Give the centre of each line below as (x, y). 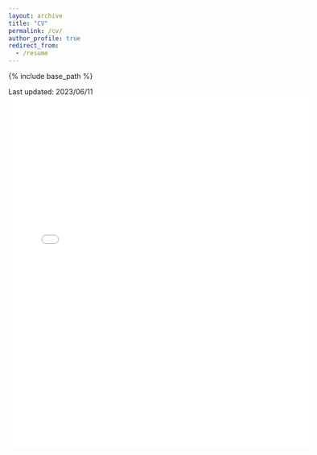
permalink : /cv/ (35, 31)
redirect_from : (34, 46)
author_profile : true (45, 38)
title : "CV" (28, 23)
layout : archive (35, 16)
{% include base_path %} (51, 76)
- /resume (32, 53)
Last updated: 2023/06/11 (51, 92)
